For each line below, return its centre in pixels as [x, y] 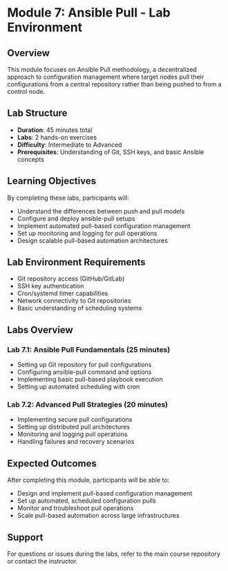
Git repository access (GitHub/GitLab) [71, 279]
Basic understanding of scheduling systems [79, 308]
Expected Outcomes [52, 464]
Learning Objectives [52, 181]
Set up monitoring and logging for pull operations [87, 233]
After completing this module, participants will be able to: [88, 480]
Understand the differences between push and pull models [101, 211]
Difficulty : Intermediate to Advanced [69, 144]
